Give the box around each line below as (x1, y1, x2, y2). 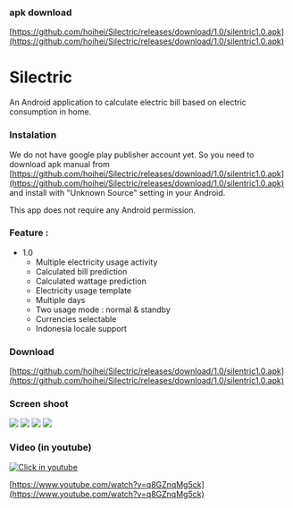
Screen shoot (9, 398, 69, 411)
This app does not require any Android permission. (9, 204, 197, 216)
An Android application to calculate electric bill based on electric (9, 97, 247, 108)
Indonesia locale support (35, 323, 128, 334)
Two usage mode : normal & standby (35, 304, 172, 315)
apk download (9, 6, 72, 19)
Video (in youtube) (9, 441, 92, 453)
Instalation (9, 129, 57, 141)
